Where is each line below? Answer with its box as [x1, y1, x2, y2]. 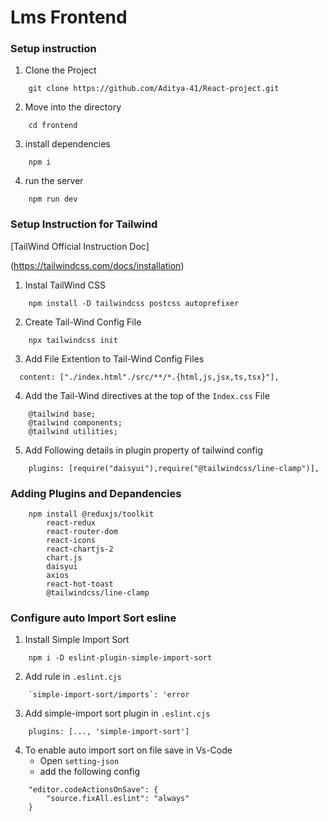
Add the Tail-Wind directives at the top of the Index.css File [24, 389, 270, 401]
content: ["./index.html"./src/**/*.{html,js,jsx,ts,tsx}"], [19, 372, 280, 382]
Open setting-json [39, 755, 120, 767]
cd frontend [28, 121, 78, 131]
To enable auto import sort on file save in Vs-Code [24, 744, 233, 756]
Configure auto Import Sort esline [10, 611, 177, 625]
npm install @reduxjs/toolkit [28, 509, 155, 520]
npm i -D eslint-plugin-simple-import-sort [28, 653, 213, 663]
